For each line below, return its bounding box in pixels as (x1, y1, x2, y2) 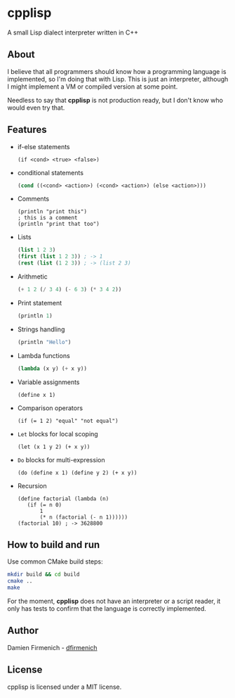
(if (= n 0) (27, 501, 62, 508)
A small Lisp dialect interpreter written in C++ (7, 28, 139, 37)
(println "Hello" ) (17, 338, 72, 345)
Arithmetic (17, 272, 48, 281)
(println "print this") (17, 208, 88, 215)
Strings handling (17, 325, 65, 334)
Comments (17, 195, 50, 203)
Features (7, 124, 47, 136)
